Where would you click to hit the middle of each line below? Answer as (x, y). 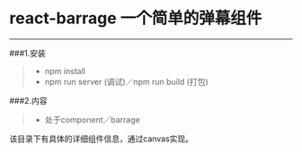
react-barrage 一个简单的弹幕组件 (136, 18)
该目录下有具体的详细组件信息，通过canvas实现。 (102, 139)
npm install (65, 71)
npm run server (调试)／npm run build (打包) (126, 81)
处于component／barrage (93, 119)
